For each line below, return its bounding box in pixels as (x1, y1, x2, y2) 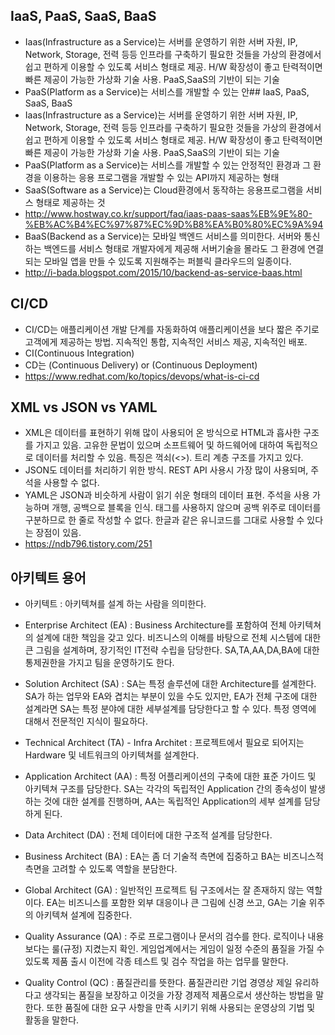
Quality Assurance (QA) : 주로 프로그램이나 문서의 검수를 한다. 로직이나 (24, 930, 306, 943)
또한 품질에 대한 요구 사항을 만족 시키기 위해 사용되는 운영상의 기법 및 (46, 1002, 316, 1014)
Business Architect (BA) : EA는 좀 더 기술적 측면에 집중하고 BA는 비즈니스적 (24, 850, 324, 863)
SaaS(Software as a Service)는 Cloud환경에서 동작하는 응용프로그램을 (24, 184, 304, 196)
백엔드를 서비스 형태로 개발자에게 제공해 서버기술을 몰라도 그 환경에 (43, 242, 306, 254)
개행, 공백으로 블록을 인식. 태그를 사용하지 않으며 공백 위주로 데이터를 (51, 502, 322, 514)
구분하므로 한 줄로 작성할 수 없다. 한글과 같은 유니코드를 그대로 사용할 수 (24, 514, 305, 526)
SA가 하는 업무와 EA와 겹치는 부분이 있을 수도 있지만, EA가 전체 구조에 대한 (24, 690, 318, 703)
